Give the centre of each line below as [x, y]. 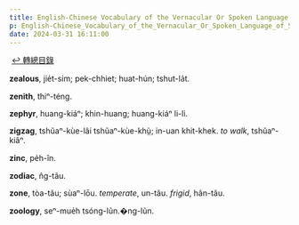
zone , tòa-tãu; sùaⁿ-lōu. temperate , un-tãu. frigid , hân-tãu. [117, 193]
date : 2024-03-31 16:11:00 [59, 34]
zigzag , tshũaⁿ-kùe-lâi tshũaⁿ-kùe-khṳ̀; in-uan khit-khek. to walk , [129, 131]
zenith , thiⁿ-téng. [41, 96]
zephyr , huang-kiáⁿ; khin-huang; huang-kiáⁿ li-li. [99, 114]
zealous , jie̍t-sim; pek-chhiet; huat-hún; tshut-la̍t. [100, 79]
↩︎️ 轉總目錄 [32, 60]
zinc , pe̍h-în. [32, 158]
